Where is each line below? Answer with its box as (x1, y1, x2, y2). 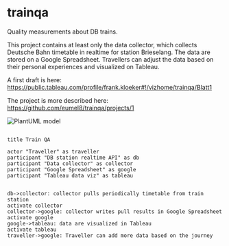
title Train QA (7, 136, 51, 143)
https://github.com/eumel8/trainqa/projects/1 (7, 103, 134, 112)
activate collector (7, 202, 63, 209)
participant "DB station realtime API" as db (7, 154, 139, 161)
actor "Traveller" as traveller (7, 148, 99, 155)
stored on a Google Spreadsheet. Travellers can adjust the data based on (7, 55, 214, 63)
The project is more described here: (7, 96, 108, 104)
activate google (7, 214, 53, 221)
